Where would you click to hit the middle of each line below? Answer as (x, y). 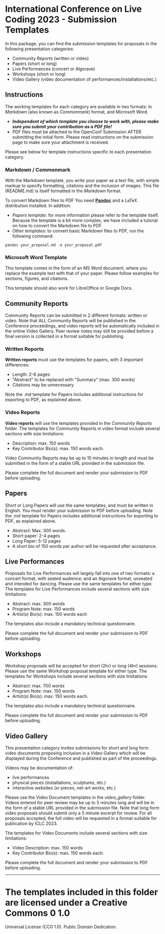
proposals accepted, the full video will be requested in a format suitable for (81, 818)
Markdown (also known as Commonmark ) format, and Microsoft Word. (77, 112)
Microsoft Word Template (36, 257)
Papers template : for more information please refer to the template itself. (85, 215)
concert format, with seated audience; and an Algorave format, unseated (79, 578)
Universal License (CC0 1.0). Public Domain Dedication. (61, 927)
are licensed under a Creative (66, 903)
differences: (17, 365)
